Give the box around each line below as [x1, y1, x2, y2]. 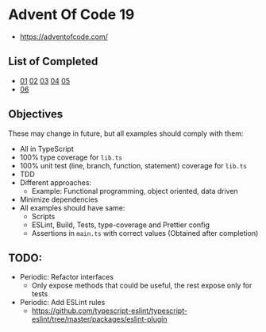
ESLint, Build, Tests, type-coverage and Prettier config [31, 220, 210, 230]
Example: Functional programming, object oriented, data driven [31, 186, 238, 195]
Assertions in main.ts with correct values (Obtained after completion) [31, 228, 259, 237]
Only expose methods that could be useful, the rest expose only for [31, 280, 253, 291]
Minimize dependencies [19, 195, 98, 204]
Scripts [31, 211, 56, 221]
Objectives [8, 107, 64, 121]
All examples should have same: [19, 203, 125, 212]
